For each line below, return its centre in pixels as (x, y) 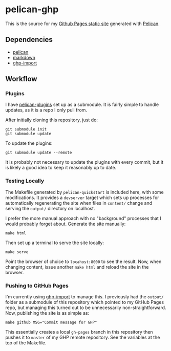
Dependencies (29, 40)
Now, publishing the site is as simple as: (47, 313)
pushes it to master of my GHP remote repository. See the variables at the (83, 337)
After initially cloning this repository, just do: (52, 120)
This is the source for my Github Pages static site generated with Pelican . (82, 24)
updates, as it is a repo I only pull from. (46, 110)
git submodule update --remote (39, 153)
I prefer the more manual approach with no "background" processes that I (83, 218)
